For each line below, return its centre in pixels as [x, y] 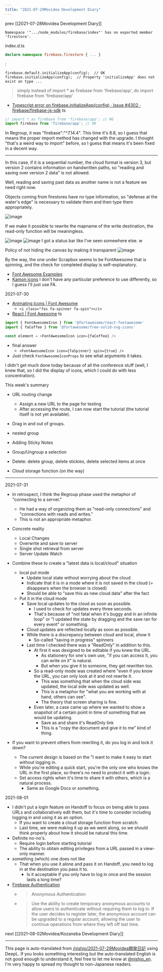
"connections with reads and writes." [56, 514]
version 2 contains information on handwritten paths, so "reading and [74, 168]
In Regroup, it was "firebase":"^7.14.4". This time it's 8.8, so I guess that [76, 133]
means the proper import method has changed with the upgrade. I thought [79, 138]
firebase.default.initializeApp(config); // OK [55, 73]
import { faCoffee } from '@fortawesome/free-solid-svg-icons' [70, 327]
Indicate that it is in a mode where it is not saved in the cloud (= [90, 583]
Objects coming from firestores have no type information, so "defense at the [81, 197]
